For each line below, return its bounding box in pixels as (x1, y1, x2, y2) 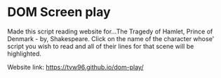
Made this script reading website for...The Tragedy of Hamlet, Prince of (7, 27, 213, 36)
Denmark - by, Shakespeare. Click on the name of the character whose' (7, 34, 215, 42)
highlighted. (7, 49, 42, 58)
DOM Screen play (7, 4, 111, 20)
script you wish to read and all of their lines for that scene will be (7, 42, 194, 50)
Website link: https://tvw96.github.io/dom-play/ (7, 63, 144, 71)
